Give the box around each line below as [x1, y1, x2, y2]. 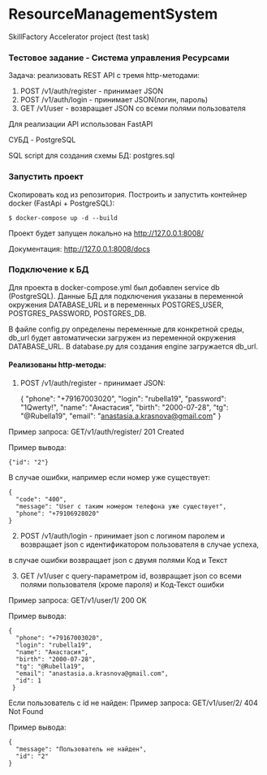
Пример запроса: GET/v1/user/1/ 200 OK [8, 595, 148, 605]
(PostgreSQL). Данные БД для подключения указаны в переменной [8, 291, 243, 301]
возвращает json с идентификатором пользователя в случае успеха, [19, 539, 260, 549]
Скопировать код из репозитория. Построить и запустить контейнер [8, 189, 248, 199]
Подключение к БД [8, 264, 89, 275]
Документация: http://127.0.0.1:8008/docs [8, 244, 151, 253]
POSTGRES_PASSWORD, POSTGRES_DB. [8, 308, 147, 318]
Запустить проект [8, 171, 84, 183]
